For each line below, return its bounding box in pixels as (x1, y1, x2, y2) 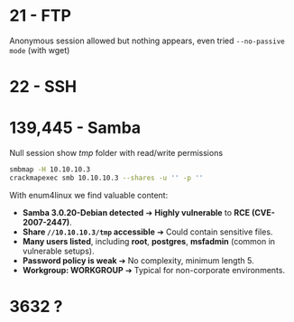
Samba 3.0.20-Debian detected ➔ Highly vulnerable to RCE (22, 207, 251, 217)
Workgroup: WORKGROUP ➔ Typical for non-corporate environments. (22, 264, 286, 275)
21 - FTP (9, 5, 72, 26)
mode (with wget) (9, 44, 70, 55)
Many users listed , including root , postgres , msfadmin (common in (22, 235, 276, 246)
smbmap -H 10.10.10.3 (9, 165, 91, 174)
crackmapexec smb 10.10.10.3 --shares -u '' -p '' (9, 173, 204, 182)
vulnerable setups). (22, 245, 95, 256)
